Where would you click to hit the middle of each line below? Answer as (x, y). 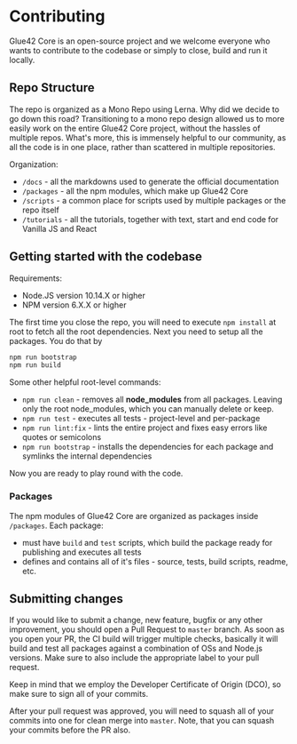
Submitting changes (66, 599)
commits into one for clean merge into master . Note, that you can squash (142, 721)
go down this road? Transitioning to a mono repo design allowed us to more (147, 118)
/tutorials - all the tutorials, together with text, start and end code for (150, 219)
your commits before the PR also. (70, 730)
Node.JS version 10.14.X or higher (84, 295)
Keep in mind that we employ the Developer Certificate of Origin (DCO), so (145, 684)
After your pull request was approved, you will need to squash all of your (142, 711)
